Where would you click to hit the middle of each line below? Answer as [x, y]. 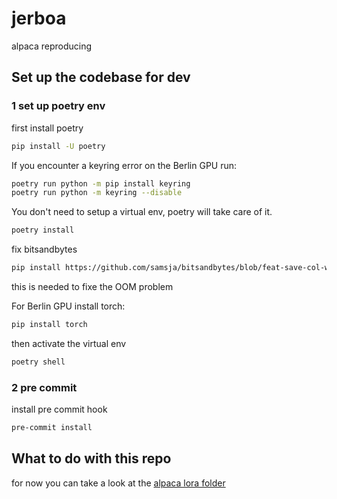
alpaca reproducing [52, 46]
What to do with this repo [91, 458]
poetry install [43, 230]
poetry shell [38, 362]
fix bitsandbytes [44, 249]
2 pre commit [44, 387]
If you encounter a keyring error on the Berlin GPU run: [124, 165]
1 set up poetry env [58, 106]
